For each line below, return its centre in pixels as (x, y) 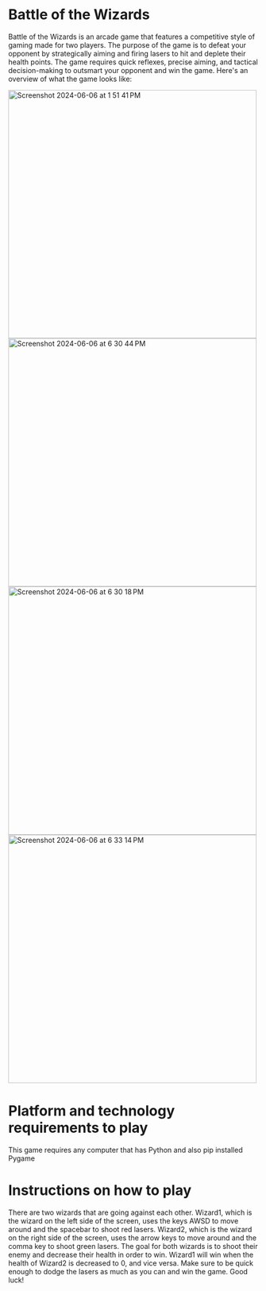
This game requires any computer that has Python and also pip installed (126, 1150)
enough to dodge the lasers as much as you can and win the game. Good (128, 1271)
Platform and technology (92, 1111)
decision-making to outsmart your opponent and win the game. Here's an (128, 70)
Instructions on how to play (100, 1191)
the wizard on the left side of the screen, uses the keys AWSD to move (123, 1220)
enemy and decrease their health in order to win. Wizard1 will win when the (131, 1254)
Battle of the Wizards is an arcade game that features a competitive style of (132, 37)
